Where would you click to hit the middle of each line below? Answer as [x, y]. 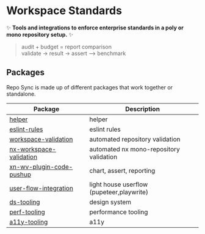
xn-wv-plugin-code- [41, 167]
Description [142, 109]
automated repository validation [135, 139]
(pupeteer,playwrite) [119, 192]
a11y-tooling [29, 222]
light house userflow [119, 184]
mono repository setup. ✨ [40, 34]
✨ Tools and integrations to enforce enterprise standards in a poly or [95, 28]
